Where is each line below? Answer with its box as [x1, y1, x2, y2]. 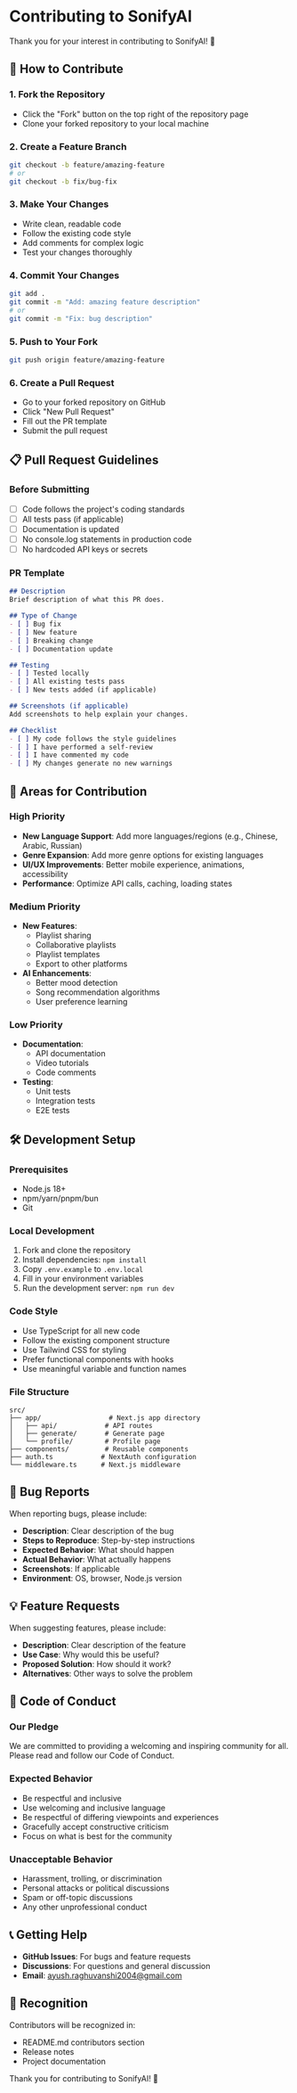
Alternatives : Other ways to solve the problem [21, 1668, 193, 1679]
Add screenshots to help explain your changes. [9, 710, 189, 718]
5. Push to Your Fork [9, 335, 98, 348]
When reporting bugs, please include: [9, 1508, 148, 1519]
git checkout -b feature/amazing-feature [9, 160, 165, 169]
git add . [9, 290, 46, 299]
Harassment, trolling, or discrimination [21, 1873, 163, 1884]
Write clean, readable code [21, 218, 122, 229]
